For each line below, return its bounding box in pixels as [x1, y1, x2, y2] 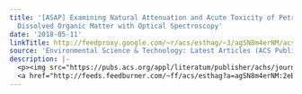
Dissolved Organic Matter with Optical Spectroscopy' [17, 21, 223, 30]
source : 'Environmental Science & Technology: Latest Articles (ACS [9, 47, 271, 56]
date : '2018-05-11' [9, 30, 83, 38]
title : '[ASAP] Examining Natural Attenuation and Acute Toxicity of [9, 13, 276, 22]
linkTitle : [9, 38, 50, 47]
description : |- [9, 55, 70, 64]
